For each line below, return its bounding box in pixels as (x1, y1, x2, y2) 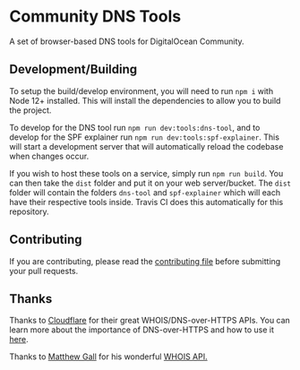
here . (9, 334, 29, 345)
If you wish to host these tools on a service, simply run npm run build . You (9, 168, 284, 178)
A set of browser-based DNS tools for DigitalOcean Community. (9, 36, 244, 47)
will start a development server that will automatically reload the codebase (9, 141, 284, 151)
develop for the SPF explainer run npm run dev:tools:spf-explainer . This (9, 132, 280, 142)
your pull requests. (9, 265, 79, 276)
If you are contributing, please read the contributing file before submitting (9, 255, 281, 266)
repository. (9, 206, 49, 217)
